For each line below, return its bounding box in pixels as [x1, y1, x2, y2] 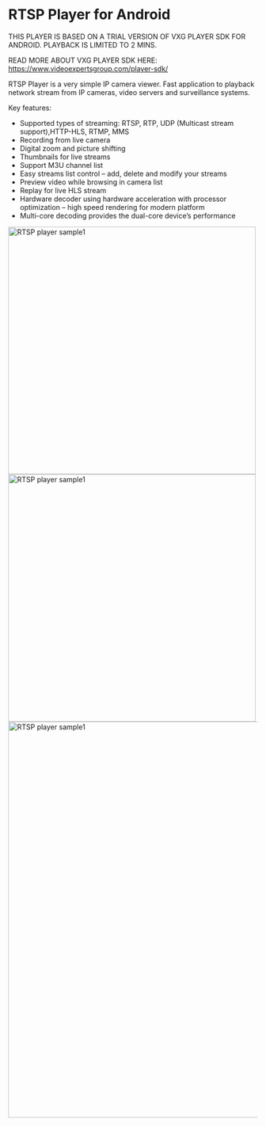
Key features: [8, 103, 51, 112]
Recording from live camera [19, 135, 111, 144]
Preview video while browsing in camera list [19, 177, 163, 187]
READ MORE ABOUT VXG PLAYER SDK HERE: [8, 55, 158, 65]
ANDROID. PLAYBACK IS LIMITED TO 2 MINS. [8, 40, 158, 49]
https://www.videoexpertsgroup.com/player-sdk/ [8, 63, 169, 73]
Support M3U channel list [19, 160, 104, 169]
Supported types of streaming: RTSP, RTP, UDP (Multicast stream [19, 118, 234, 127]
